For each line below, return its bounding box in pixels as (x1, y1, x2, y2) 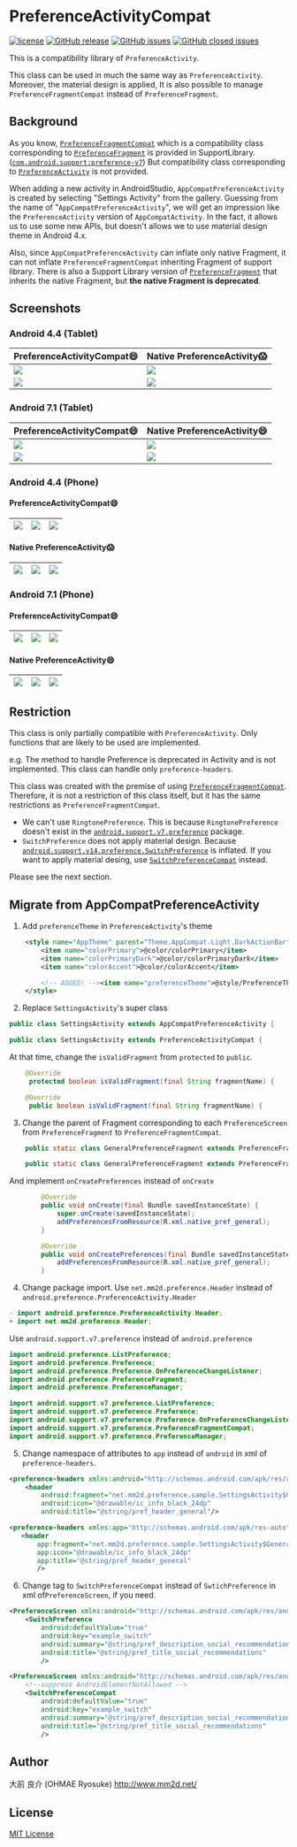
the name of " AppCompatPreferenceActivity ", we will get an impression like (9, 202, 280, 212)
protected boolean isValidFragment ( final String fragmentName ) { (28, 1077, 275, 1085)
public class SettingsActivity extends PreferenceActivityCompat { (9, 1036, 263, 1045)
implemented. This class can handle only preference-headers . (9, 763, 234, 775)
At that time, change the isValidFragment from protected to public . (9, 1052, 253, 1062)
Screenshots (9, 301, 81, 316)
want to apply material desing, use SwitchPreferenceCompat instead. (21, 855, 268, 865)
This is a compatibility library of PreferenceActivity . (9, 52, 200, 63)
